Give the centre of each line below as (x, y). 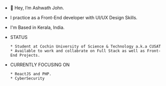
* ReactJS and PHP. (31, 74)
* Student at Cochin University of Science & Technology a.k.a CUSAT (86, 47)
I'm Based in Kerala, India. (37, 27)
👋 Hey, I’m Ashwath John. (37, 8)
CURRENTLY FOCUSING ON (40, 65)
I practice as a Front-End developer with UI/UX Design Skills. (74, 17)
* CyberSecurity (27, 78)
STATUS (19, 37)
